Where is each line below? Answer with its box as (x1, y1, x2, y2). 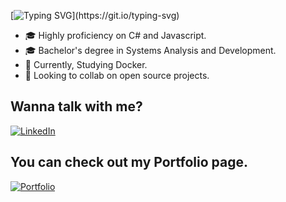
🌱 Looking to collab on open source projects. (24, 70, 210, 81)
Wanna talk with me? (10, 98, 143, 115)
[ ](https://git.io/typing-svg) (10, 10, 180, 21)
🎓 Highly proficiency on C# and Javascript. (24, 30, 207, 41)
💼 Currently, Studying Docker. (24, 59, 148, 70)
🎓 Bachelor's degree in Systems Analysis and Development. (24, 45, 277, 56)
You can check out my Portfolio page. (10, 154, 248, 171)
